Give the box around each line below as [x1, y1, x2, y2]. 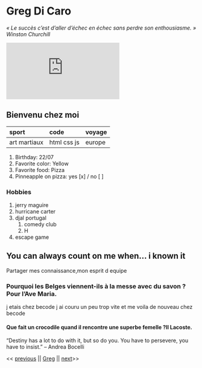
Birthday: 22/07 [14, 153, 54, 160]
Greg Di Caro [6, 4, 72, 18]
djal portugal [14, 214, 47, 221]
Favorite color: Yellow [14, 160, 69, 167]
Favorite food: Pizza [14, 166, 65, 173]
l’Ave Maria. [22, 290, 57, 298]
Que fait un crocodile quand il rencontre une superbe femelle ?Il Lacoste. [6, 323, 193, 331]
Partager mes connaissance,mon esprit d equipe [6, 267, 127, 274]
